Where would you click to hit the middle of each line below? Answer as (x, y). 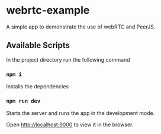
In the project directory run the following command (68, 59)
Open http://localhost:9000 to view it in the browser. (70, 125)
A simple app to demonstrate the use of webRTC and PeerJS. (81, 27)
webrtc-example (48, 10)
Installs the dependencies (38, 87)
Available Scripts (38, 45)
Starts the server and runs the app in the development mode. (80, 113)
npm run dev (23, 101)
